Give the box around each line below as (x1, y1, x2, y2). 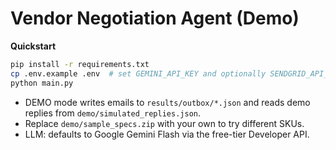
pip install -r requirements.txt (10, 59, 150, 69)
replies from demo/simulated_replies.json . (24, 107, 201, 119)
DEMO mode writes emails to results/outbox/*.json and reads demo (24, 96, 311, 108)
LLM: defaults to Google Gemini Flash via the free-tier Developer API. (24, 128, 310, 140)
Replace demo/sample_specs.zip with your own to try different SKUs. (24, 117, 305, 129)
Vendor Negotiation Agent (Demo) (10, 7, 300, 30)
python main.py (10, 78, 74, 88)
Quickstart (10, 40, 57, 52)
